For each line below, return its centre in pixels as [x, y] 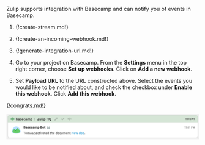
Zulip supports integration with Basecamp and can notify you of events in [99, 9]
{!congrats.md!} [26, 105]
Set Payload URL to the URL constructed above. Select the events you [104, 81]
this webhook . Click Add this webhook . [65, 94]
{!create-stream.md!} [42, 27]
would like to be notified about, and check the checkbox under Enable [104, 87]
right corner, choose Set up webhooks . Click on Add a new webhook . [104, 69]
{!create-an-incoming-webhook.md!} [62, 39]
